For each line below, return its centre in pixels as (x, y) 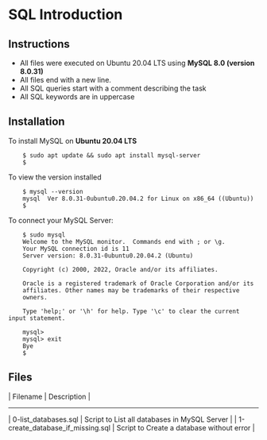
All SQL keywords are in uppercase (77, 96)
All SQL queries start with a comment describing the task (113, 88)
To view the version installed (55, 177)
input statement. (37, 318)
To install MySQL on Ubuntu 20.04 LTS (73, 141)
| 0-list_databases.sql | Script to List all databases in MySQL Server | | (122, 419)
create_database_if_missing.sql (60, 427)
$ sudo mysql (44, 235)
